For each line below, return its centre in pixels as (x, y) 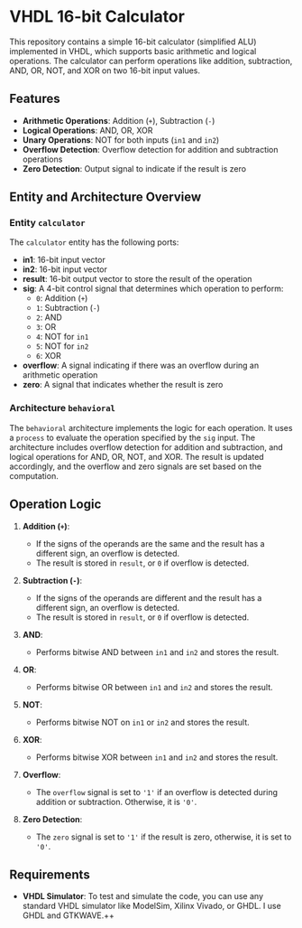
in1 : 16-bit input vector (64, 260)
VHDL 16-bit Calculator (97, 17)
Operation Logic (55, 505)
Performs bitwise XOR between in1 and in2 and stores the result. (157, 757)
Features (35, 99)
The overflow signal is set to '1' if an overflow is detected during (156, 792)
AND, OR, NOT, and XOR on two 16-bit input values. (105, 70)
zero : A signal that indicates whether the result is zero (123, 385)
